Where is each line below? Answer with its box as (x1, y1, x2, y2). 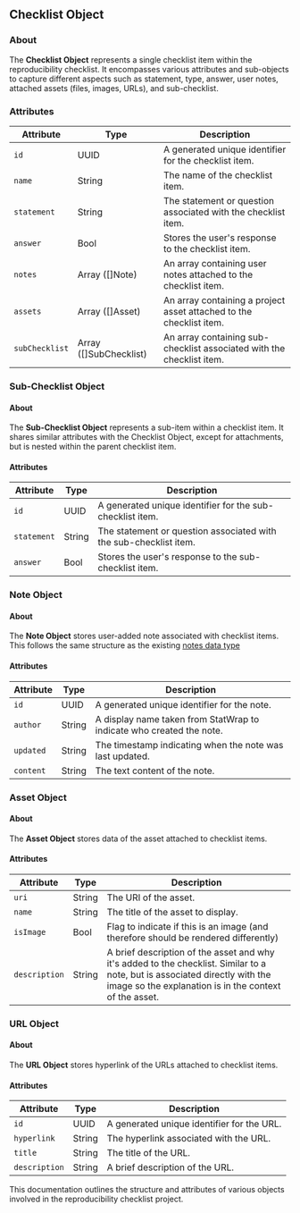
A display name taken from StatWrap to (95, 712, 260, 725)
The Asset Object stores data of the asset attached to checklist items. (9, 833, 268, 844)
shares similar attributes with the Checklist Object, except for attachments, (9, 432, 284, 442)
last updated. (95, 750, 150, 762)
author (13, 720, 42, 729)
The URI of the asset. (106, 891, 195, 904)
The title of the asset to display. (106, 906, 238, 918)
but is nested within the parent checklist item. (9, 442, 177, 452)
